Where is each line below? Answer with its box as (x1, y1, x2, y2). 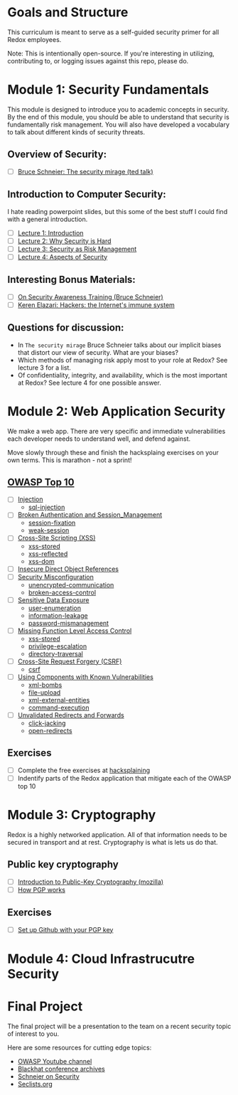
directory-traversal (28, 649, 84, 658)
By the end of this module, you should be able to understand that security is (7, 112, 229, 121)
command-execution (28, 703, 90, 712)
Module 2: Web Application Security (7, 403, 226, 420)
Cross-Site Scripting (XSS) (17, 534, 96, 543)
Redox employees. (7, 35, 62, 43)
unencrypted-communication (28, 580, 114, 589)
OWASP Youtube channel (17, 1057, 92, 1065)
